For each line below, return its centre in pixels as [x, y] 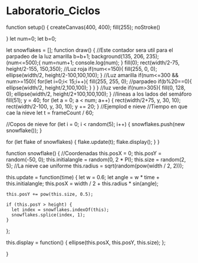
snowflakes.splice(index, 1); [48, 215]
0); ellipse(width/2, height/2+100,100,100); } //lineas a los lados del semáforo [99, 94]
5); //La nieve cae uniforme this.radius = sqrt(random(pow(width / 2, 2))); [95, 166]
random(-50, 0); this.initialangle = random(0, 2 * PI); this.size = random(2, [96, 159]
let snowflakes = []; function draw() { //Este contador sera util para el [90, 50]
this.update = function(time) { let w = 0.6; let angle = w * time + [83, 177]
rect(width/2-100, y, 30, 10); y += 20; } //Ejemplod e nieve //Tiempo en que [97, 106]
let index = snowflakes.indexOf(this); [60, 210]
